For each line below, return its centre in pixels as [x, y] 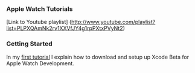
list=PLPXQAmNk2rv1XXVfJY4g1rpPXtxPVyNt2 [65, 28]
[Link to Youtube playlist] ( [39, 22]
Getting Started [29, 44]
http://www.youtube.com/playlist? [113, 22]
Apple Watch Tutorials [40, 9]
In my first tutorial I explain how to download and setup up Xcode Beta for [97, 57]
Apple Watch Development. [40, 63]
